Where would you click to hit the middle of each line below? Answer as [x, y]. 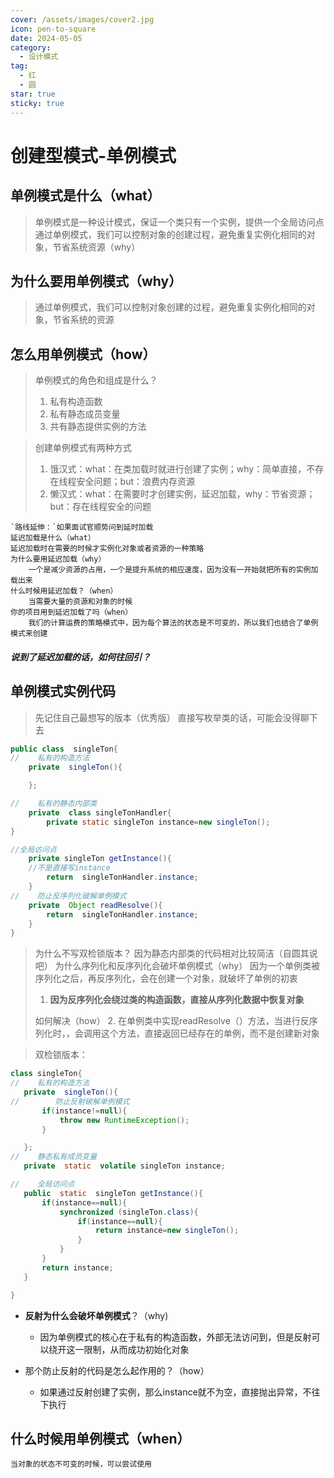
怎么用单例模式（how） [83, 354]
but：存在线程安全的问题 [100, 507]
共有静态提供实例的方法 [98, 427]
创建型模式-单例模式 [93, 155]
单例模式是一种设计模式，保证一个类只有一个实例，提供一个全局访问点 [179, 222]
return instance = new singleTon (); [167, 1231]
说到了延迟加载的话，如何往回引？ [80, 657]
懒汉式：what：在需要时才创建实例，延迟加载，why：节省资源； [182, 494]
